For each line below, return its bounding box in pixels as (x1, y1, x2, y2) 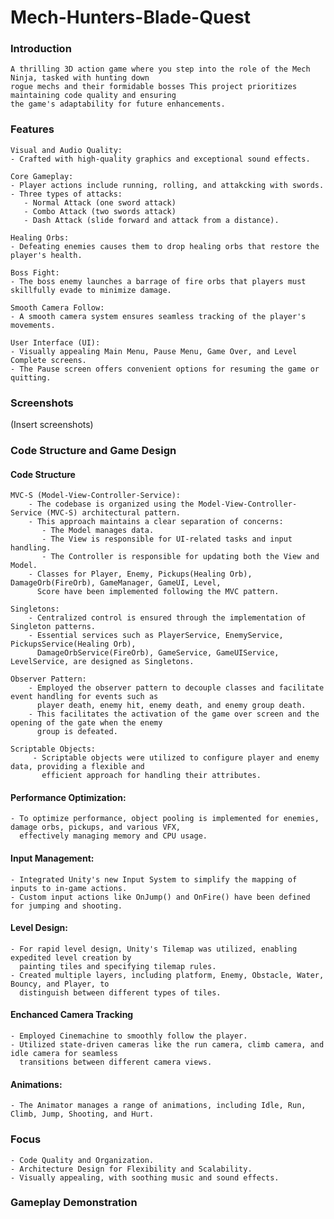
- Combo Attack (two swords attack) (23, 206, 177, 216)
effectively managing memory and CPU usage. (19, 831, 208, 841)
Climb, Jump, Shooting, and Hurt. (10, 1109, 155, 1120)
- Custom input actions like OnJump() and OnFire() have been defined (10, 892, 311, 902)
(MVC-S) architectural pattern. (46, 508, 182, 518)
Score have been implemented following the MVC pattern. (36, 587, 280, 597)
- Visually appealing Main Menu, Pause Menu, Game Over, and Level (10, 346, 298, 356)
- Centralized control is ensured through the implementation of (28, 613, 307, 623)
